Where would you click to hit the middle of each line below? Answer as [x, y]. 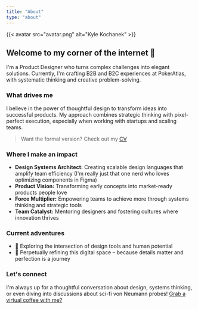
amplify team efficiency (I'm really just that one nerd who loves [92, 173]
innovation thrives [37, 217]
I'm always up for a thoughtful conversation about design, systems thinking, [99, 287]
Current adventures [35, 233]
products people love [41, 192]
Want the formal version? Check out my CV [74, 139]
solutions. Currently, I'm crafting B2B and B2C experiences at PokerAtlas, [96, 74]
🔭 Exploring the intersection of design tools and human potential [94, 246]
